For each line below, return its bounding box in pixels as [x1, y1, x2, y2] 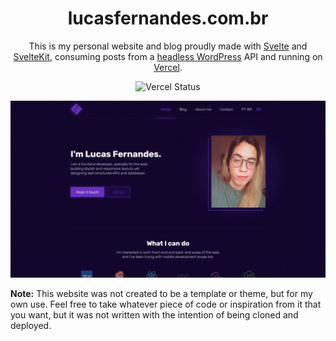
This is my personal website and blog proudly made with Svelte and [28, 40, 308, 52]
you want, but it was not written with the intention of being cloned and [10, 309, 299, 321]
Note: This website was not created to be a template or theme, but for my [10, 288, 313, 300]
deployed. [10, 320, 52, 332]
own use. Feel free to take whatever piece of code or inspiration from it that [10, 298, 322, 311]
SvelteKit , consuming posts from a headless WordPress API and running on [13, 50, 323, 62]
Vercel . [153, 61, 183, 73]
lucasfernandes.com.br [67, 7, 269, 30]
